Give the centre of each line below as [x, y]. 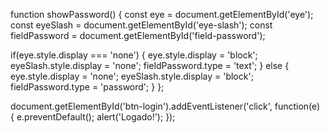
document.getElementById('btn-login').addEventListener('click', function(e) [165, 106]
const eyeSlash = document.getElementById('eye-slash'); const [141, 25]
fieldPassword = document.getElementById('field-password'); [138, 35]
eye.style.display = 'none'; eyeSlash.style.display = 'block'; [132, 76]
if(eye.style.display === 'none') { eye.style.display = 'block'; [134, 55]
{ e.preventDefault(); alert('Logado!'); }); [93, 117]
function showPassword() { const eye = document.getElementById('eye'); [162, 14]
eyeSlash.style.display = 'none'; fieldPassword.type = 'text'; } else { [150, 65]
